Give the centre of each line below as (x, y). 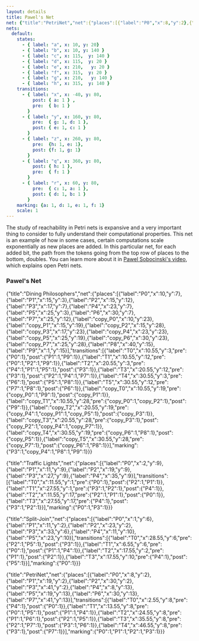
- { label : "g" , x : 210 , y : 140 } (67, 78)
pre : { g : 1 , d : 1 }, (60, 122)
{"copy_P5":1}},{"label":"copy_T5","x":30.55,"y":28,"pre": (75, 439)
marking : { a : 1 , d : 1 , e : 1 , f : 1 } (61, 205)
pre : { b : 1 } (51, 106)
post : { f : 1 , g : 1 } (57, 150)
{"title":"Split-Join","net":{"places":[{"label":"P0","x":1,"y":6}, (80, 519)
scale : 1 (28, 211)
